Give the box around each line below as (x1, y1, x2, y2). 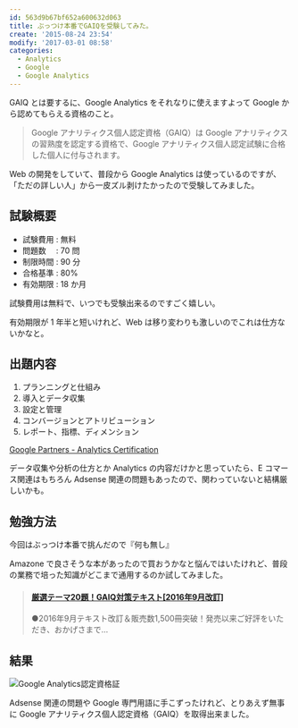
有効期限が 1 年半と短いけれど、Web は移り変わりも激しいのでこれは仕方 (9, 317, 278, 327)
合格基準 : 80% (21, 267, 79, 278)
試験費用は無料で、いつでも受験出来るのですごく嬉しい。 (9, 297, 220, 309)
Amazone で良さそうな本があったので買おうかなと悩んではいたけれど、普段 (9, 558, 288, 569)
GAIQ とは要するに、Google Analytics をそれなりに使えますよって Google (9, 97, 279, 107)
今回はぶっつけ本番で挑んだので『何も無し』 (9, 539, 174, 550)
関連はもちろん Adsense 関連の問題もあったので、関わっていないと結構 (16, 474, 280, 485)
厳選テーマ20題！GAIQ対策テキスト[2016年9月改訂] (30, 591, 224, 602)
